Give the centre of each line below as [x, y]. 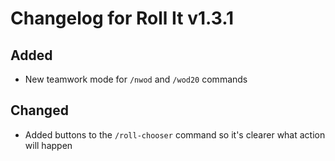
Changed [39, 110]
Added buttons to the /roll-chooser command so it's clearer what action [175, 134]
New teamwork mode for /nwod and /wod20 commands [136, 79]
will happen [48, 145]
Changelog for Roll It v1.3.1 [122, 18]
